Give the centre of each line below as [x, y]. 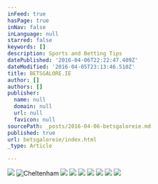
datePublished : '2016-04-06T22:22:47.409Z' [73, 60]
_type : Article [30, 146]
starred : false [30, 40]
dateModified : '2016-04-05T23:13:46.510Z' [71, 67]
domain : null [33, 107]
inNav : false [27, 27]
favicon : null [35, 119]
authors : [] [25, 87]
